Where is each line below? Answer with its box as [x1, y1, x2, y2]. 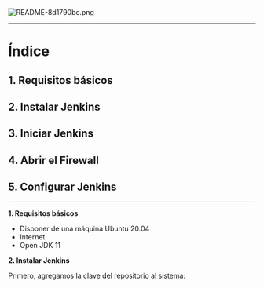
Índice [8, 42, 49, 60]
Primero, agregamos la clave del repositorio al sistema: [8, 271, 186, 280]
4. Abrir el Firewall [8, 153, 100, 167]
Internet [19, 231, 46, 242]
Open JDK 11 [19, 240, 61, 250]
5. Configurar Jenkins [8, 180, 117, 194]
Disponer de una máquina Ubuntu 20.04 [19, 224, 150, 233]
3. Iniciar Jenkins [8, 127, 94, 140]
